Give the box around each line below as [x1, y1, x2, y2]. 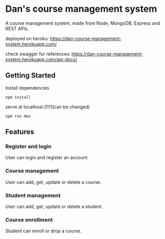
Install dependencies [5, 85, 50, 91]
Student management [5, 192, 61, 199]
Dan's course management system [5, 3, 157, 15]
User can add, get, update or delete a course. [5, 179, 101, 185]
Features [5, 128, 34, 136]
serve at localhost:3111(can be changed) [5, 104, 90, 110]
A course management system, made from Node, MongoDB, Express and [5, 20, 160, 26]
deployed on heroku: [5, 35, 49, 42]
